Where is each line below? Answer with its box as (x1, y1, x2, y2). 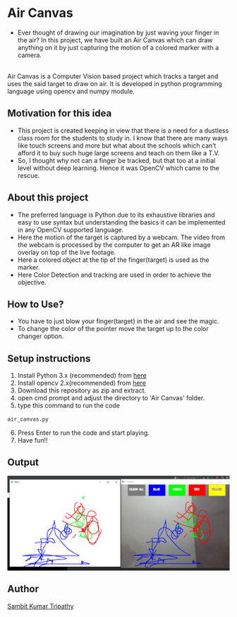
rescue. (17, 171, 40, 179)
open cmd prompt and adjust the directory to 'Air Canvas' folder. (17, 394, 205, 402)
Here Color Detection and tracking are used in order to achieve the (17, 270, 212, 279)
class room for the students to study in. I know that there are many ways (17, 133, 228, 142)
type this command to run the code (17, 401, 120, 410)
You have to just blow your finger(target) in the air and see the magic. (17, 317, 220, 325)
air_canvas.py (7, 416, 49, 423)
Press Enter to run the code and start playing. (17, 429, 150, 437)
